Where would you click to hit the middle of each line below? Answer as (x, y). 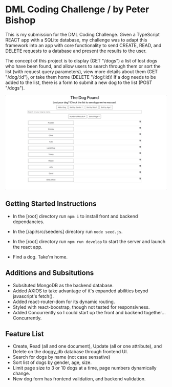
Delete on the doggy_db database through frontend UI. (70, 352)
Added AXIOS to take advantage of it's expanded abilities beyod (80, 291)
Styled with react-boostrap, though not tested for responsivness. (81, 307)
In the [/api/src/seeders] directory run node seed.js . (68, 231)
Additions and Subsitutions (50, 273)
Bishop (20, 20)
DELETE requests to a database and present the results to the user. (76, 51)
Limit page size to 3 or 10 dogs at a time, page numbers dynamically (85, 368)
